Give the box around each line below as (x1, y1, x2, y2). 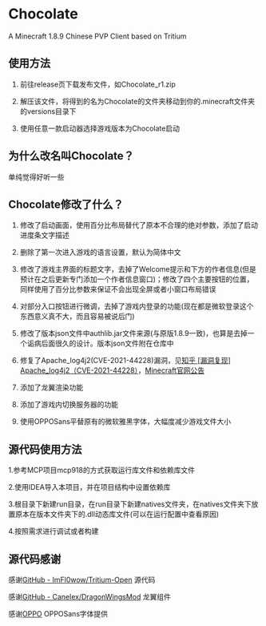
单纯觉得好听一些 (8, 172, 65, 181)
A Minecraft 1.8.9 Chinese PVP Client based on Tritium (8, 31, 187, 41)
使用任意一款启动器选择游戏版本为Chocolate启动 (19, 123, 180, 133)
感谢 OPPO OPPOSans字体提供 (8, 609, 109, 618)
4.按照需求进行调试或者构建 (8, 527, 99, 536)
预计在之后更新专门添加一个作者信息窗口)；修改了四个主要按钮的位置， (19, 274, 254, 285)
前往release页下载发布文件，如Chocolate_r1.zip (19, 79, 176, 89)
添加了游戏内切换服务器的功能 (19, 400, 118, 410)
